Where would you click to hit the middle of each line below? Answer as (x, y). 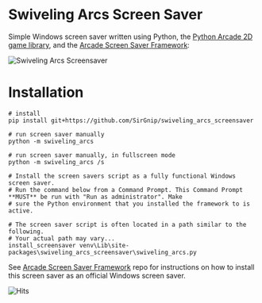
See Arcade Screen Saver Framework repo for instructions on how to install (131, 267)
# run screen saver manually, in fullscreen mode (92, 155)
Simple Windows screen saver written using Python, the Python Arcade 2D (131, 36)
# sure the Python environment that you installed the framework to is (129, 204)
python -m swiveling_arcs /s (56, 162)
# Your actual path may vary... (62, 238)
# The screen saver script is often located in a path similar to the (127, 224)
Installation (46, 92)
